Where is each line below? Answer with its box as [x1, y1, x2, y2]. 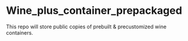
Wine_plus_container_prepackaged [6, 4, 183, 17]
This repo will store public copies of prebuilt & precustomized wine [6, 23, 167, 30]
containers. [6, 29, 33, 36]
